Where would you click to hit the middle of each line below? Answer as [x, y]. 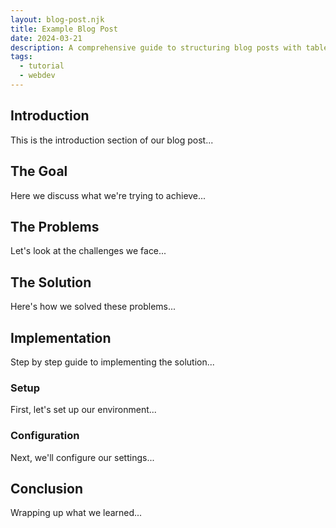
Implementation [61, 337]
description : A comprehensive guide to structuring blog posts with [156, 47]
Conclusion [47, 488]
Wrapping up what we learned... [76, 513]
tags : [21, 57]
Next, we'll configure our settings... [82, 457]
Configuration [45, 436]
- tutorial [42, 66]
